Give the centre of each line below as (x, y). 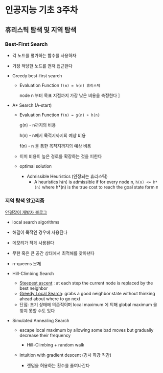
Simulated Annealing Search (41, 321)
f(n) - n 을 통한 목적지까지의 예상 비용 (55, 146)
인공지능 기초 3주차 (42, 10)
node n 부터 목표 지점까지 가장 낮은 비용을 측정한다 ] (70, 95)
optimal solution (36, 166)
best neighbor (34, 288)
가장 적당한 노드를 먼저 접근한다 (42, 66)
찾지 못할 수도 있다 (37, 311)
